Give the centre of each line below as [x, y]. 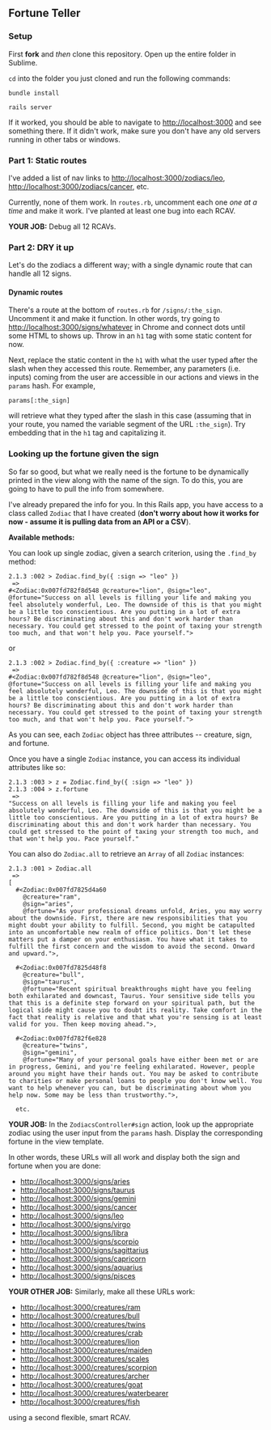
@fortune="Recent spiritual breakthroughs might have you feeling [137, 989]
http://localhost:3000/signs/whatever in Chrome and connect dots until [127, 328]
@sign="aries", [49, 904]
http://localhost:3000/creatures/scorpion [89, 1367]
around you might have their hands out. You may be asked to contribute [133, 1074]
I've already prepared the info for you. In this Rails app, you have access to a [136, 504]
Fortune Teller [44, 13]
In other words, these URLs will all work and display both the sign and [124, 1157]
